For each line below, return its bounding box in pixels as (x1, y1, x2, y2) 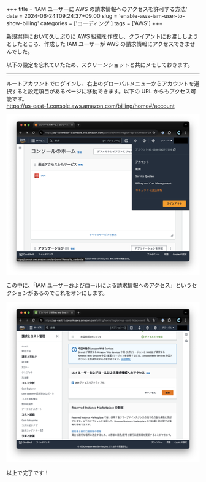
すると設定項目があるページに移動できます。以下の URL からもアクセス (11, 88, 191, 95)
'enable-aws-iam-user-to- (118, 12, 185, 20)
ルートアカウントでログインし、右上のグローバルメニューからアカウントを (6, 80, 194, 87)
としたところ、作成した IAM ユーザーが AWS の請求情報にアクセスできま (6, 41, 190, 47)
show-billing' (6, 20, 39, 26)
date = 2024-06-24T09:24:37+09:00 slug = (6, 12, 118, 20)
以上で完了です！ (6, 469, 50, 476)
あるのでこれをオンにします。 (32, 289, 109, 296)
